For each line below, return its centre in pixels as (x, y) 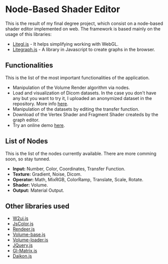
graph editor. (26, 120)
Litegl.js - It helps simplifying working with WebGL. (66, 44)
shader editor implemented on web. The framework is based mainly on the (83, 28)
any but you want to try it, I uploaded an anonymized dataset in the (82, 98)
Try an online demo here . (39, 125)
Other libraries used (37, 206)
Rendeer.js (24, 229)
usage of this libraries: (29, 34)
